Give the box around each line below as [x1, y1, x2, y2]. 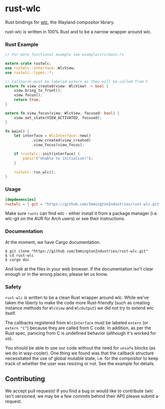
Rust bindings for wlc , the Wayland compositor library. [5, 19, 115, 25]
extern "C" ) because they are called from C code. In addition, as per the [5, 325, 151, 331]
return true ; [14, 97, 41, 102]
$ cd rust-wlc [5, 253, 34, 258]
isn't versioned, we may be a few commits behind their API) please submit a [5, 393, 159, 399]
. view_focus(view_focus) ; [31, 143, 84, 147]
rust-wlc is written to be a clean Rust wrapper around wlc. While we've [5, 294, 149, 300]
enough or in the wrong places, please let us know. [5, 271, 108, 277]
